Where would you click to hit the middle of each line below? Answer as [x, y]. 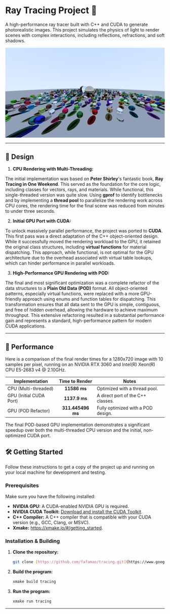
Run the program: [31, 591]
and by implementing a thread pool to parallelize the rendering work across [84, 201]
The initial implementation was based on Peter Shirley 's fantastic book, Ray [84, 179]
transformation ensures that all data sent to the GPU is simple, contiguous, [83, 305]
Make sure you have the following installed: [50, 496]
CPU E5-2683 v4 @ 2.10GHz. [36, 370]
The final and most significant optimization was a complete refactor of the [82, 283]
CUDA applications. [26, 326]
